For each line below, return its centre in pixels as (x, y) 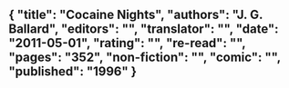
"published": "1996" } (73, 72)
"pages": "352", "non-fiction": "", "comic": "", (145, 58)
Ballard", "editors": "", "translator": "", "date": (144, 29)
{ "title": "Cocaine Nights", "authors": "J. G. (136, 15)
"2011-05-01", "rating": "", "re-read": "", (127, 43)
